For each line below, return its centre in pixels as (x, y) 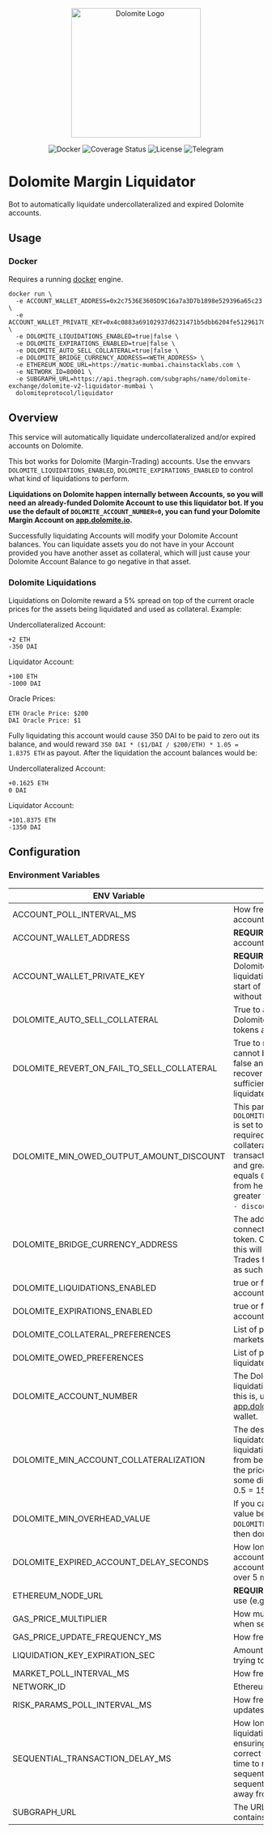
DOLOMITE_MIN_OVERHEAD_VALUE (82, 1519)
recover (248, 1074)
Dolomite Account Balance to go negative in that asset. (100, 562)
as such (248, 1269)
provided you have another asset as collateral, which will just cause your (130, 553)
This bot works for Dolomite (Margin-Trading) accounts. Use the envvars (130, 461)
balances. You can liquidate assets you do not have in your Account (121, 544)
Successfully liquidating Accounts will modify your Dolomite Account (123, 536)
